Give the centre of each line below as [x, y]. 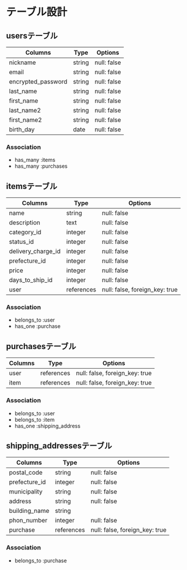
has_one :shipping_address [47, 426]
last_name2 [25, 110]
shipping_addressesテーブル [59, 445]
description [25, 223]
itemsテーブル [32, 186]
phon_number [28, 521]
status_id [21, 242]
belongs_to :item [35, 419]
